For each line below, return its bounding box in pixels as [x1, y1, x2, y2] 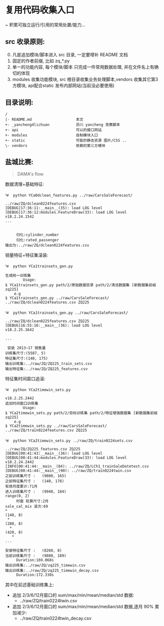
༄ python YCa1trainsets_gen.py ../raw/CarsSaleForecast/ [5, 310, 128, 316]
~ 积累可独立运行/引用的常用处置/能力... [5, 22, 85, 28]
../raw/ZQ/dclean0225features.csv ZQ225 [5, 319, 90, 324]
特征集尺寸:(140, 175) [5, 356, 48, 361]
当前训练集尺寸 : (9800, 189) [5, 553, 67, 558]
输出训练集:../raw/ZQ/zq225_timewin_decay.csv [5, 568, 99, 573]
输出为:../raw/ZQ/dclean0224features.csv [5, 243, 89, 248]
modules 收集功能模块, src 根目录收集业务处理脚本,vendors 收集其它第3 [12, 76, 158, 82]
